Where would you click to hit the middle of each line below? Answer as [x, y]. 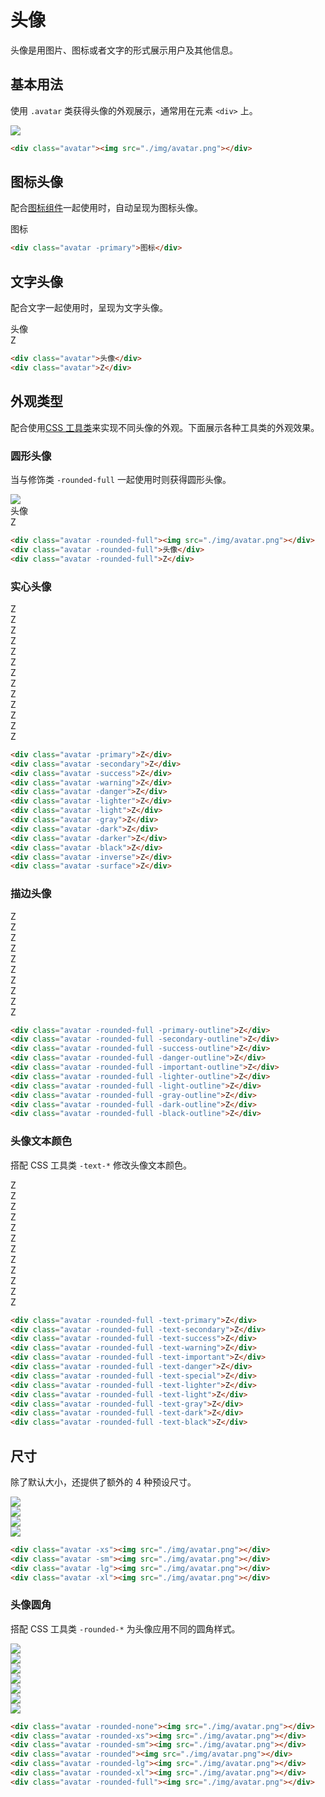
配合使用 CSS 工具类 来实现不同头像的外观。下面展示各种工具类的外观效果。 [165, 427]
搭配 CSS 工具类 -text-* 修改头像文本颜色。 [101, 1165]
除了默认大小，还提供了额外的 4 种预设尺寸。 [103, 1482]
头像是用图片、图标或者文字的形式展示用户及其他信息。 [124, 50]
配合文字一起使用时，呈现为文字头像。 [89, 308]
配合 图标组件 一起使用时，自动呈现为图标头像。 [106, 208]
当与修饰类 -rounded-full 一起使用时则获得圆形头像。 [121, 479]
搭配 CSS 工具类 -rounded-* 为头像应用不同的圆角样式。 [125, 1628]
